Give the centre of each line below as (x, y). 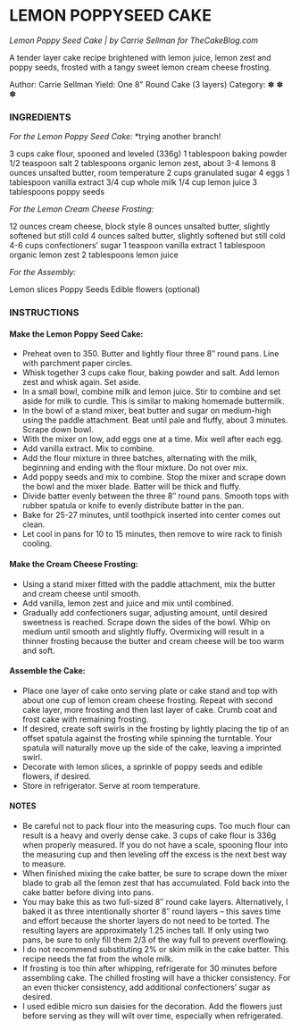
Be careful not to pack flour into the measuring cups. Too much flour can (156, 825)
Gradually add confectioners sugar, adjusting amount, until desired (145, 612)
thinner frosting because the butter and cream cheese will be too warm (153, 641)
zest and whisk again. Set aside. (81, 382)
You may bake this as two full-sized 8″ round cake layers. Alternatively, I (155, 901)
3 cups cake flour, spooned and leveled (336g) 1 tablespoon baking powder (148, 154)
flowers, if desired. (57, 776)
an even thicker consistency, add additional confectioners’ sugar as (146, 987)
